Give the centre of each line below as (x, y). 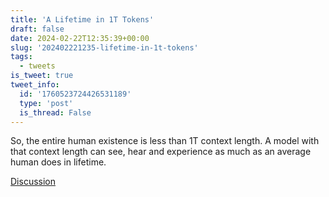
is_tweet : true (42, 76)
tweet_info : (35, 85)
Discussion (33, 182)
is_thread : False (55, 112)
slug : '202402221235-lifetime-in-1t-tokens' (104, 47)
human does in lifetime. (58, 162)
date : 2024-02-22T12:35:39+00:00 (80, 38)
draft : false (37, 29)
